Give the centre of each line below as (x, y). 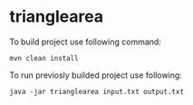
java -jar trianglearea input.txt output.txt (96, 91)
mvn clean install (44, 58)
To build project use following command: (85, 42)
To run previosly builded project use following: (96, 75)
